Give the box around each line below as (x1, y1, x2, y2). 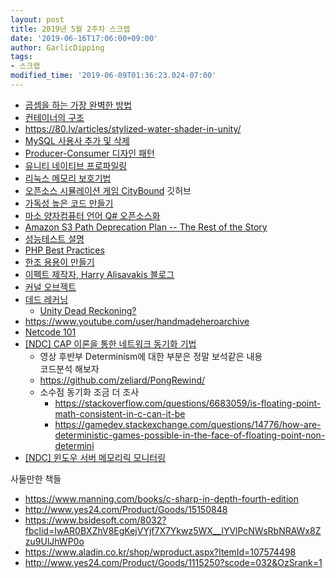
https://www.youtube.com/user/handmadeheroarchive (24, 315, 250, 327)
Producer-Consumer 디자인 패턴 (24, 147, 155, 159)
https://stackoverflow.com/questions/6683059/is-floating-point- (54, 397, 322, 409)
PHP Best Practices (24, 244, 105, 256)
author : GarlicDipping (10, 42, 105, 53)
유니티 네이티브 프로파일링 (24, 159, 128, 171)
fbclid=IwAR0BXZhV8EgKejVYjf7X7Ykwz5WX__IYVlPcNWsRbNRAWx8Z (24, 524, 322, 536)
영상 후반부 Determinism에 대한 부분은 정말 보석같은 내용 (39, 350, 263, 362)
